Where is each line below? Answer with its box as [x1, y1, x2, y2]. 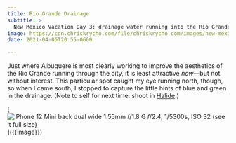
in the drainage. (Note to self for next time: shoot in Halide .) [7, 92, 179, 100]
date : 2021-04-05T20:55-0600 [7, 36, 93, 43]
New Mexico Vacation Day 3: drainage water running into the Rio [13, 23, 209, 30]
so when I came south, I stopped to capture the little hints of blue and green [7, 84, 227, 93]
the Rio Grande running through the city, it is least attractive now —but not [7, 69, 221, 78]
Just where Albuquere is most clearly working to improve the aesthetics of [7, 62, 223, 70]
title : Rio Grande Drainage [7, 10, 90, 18]
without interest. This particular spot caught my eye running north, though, [7, 76, 223, 85]
